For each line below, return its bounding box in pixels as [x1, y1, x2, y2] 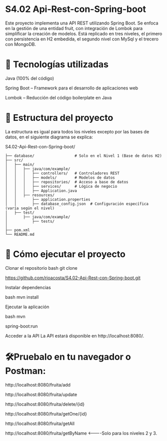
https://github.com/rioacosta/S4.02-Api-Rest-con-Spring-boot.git [5, 275, 141, 281]
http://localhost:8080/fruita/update [5, 391, 77, 398]
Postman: [5, 365, 46, 377]
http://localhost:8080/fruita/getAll [5, 421, 75, 427]
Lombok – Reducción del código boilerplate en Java [5, 94, 112, 100]
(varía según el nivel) [5, 206, 55, 211]
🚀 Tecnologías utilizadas [5, 59, 109, 70]
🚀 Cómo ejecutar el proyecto [5, 249, 126, 260]
